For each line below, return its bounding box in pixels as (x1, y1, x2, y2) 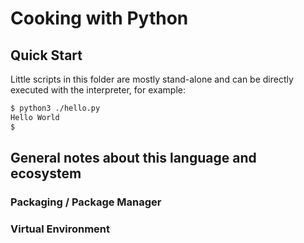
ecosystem (10, 165, 82, 182)
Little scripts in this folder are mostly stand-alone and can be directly (10, 73, 294, 85)
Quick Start (10, 47, 83, 64)
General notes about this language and (10, 150, 257, 167)
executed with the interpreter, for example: (10, 84, 186, 96)
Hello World (10, 112, 60, 122)
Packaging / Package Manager (10, 195, 162, 209)
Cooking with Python (10, 7, 189, 30)
